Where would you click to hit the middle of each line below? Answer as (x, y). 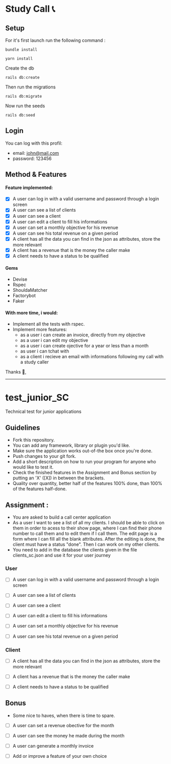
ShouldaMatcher (30, 290)
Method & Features (36, 175)
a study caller (35, 362)
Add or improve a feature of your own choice (60, 756)
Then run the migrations (31, 87)
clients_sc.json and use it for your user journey (62, 555)
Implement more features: (40, 330)
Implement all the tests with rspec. (49, 324)
